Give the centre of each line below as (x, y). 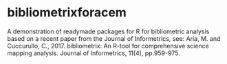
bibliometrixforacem (67, 13)
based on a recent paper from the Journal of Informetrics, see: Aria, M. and (114, 38)
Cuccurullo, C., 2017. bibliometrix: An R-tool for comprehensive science (108, 46)
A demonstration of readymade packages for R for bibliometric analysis (108, 31)
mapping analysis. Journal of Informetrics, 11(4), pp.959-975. (94, 53)
